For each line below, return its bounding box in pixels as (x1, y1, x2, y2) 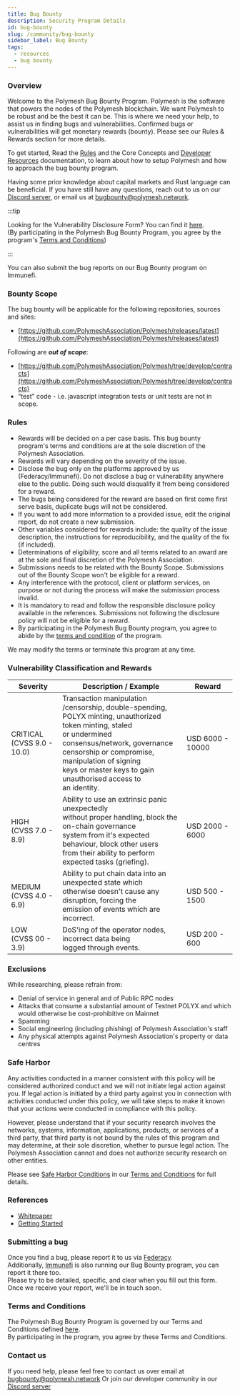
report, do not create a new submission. (17, 517, 136, 526)
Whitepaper (17, 1211, 53, 1220)
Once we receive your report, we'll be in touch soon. (7, 1283, 162, 1292)
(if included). (17, 540, 56, 549)
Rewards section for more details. (7, 135, 106, 144)
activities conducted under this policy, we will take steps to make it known (7, 1096, 225, 1105)
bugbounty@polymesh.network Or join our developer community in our (7, 1374, 218, 1383)
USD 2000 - (186, 821, 229, 831)
